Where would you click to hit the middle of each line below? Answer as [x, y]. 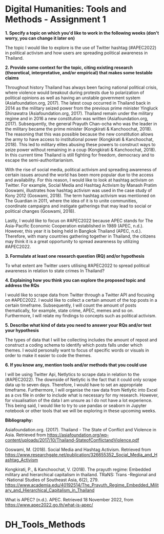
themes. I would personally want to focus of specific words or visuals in [77, 350]
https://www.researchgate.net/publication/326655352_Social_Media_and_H [81, 455]
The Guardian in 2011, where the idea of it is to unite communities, [71, 200]
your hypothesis [22, 330]
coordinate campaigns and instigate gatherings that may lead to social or [78, 206]
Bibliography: [19, 420]
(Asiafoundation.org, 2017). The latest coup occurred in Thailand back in [78, 103]
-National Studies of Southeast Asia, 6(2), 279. [52, 480]
